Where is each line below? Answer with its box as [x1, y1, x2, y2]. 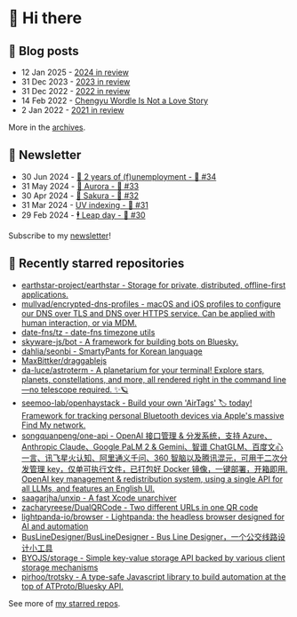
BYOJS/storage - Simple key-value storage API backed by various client [20, 552, 285, 563]
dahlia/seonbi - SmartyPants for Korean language [20, 346, 203, 357]
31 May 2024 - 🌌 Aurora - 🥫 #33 [20, 180, 140, 191]
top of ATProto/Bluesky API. [20, 581, 124, 591]
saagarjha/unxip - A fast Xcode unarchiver [20, 493, 177, 503]
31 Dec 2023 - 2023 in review [20, 76, 131, 87]
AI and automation [20, 520, 89, 532]
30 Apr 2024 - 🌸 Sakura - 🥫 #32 [20, 190, 140, 201]
